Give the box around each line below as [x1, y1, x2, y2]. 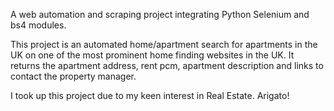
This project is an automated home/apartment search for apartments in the [10, 39, 318, 50]
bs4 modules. [10, 19, 67, 31]
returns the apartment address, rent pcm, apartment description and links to [10, 60, 324, 71]
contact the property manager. [10, 70, 137, 82]
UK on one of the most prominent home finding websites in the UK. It [10, 49, 295, 61]
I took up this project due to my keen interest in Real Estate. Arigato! [10, 90, 290, 101]
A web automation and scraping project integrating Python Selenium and [10, 9, 310, 20]
